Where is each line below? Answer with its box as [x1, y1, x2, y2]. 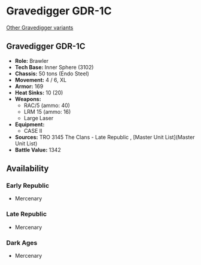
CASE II [23, 127, 43, 134]
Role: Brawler [14, 57, 49, 64]
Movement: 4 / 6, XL [14, 76, 67, 83]
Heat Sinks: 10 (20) [14, 89, 63, 96]
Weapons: [14, 95, 41, 102]
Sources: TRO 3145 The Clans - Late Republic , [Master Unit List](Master [14, 133, 195, 141]
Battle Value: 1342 [14, 146, 61, 153]
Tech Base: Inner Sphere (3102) [14, 63, 94, 71]
